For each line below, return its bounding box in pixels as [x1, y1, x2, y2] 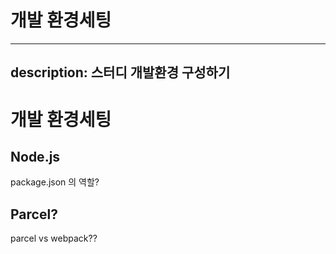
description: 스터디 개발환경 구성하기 [10, 64, 231, 81]
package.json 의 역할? [10, 176, 100, 188]
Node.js [10, 148, 61, 165]
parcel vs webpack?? [10, 232, 98, 245]
